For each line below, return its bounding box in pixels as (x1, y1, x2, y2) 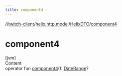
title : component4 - (5, 7, 48, 12)
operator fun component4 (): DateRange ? (5, 65, 89, 71)
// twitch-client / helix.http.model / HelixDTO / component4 (5, 21, 117, 27)
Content (5, 60, 22, 66)
